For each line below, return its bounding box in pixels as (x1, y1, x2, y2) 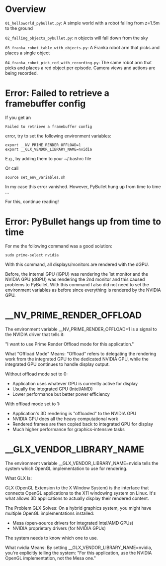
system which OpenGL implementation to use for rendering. (5, 465, 128, 471)
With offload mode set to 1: (5, 401, 61, 407)
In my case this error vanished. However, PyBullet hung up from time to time (5, 183, 161, 190)
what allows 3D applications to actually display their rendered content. (5, 495, 149, 501)
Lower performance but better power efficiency (12, 391, 110, 397)
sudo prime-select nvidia (5, 252, 59, 257)
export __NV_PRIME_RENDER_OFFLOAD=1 (5, 142, 81, 147)
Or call (5, 165, 19, 171)
